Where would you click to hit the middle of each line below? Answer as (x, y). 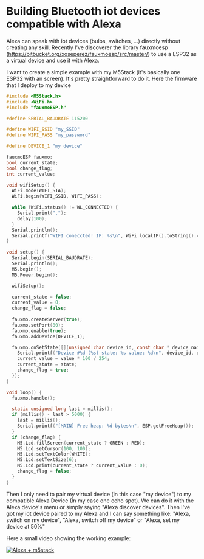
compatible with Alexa (64, 24)
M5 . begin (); (27, 269)
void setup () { (25, 252)
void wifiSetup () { (31, 185)
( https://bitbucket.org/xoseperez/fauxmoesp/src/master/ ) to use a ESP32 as (102, 54)
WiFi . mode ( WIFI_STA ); (39, 191)
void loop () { (24, 392)
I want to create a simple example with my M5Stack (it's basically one (93, 72)
